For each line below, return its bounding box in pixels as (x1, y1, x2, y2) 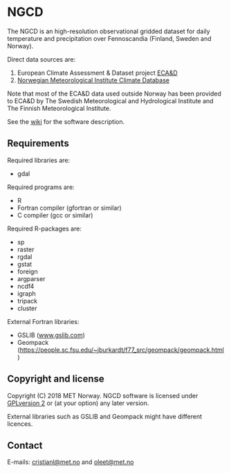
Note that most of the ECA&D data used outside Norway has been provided (7, 89, 221, 98)
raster (17, 245, 35, 253)
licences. (7, 420, 33, 428)
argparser (17, 274, 46, 283)
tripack (17, 296, 38, 305)
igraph (17, 289, 36, 298)
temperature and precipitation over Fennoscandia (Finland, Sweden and (7, 34, 212, 42)
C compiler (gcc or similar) (17, 211, 93, 219)
